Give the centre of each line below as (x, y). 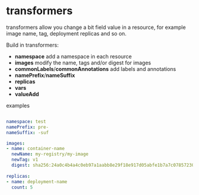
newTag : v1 (25, 160)
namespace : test (26, 121)
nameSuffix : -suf (28, 132)
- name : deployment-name (37, 181)
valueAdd (27, 94)
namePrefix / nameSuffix (45, 75)
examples (18, 105)
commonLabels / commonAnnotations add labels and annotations (95, 69)
